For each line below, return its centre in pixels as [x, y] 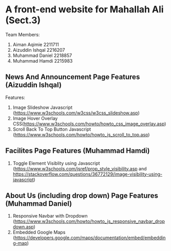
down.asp [23, 227]
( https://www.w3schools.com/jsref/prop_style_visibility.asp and [80, 168]
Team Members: [23, 34]
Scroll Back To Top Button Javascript [52, 129]
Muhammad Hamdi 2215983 [43, 61]
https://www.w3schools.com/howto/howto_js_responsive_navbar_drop [90, 221]
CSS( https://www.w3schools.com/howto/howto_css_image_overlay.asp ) [89, 124]
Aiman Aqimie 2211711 [36, 44]
